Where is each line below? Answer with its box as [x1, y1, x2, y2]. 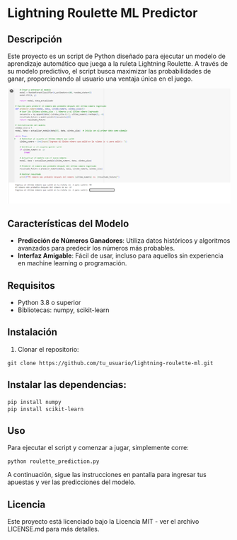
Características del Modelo [7, 217, 129, 229]
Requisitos [7, 280, 55, 292]
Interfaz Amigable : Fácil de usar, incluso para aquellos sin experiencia [17, 251, 224, 260]
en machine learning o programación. [17, 259, 127, 268]
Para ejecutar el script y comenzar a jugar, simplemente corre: [7, 444, 189, 452]
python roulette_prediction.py [7, 458, 100, 465]
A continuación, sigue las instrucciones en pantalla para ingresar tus [7, 471, 207, 479]
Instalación [7, 326, 58, 338]
